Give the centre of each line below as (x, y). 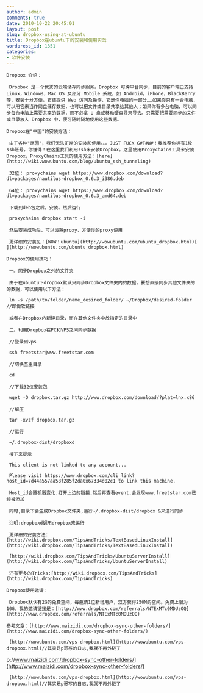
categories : (21, 52)
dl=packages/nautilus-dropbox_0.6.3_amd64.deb (66, 196)
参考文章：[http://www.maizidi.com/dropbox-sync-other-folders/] (89, 626)
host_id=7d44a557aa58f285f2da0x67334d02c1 (61, 481)
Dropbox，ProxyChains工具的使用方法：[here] (59, 156)
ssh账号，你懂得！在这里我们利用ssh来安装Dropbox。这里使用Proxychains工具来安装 (100, 149)
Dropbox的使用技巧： (30, 259)
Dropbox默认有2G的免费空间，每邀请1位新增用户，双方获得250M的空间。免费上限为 (98, 602)
